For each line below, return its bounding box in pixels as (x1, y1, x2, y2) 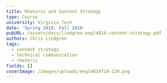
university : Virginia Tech (6, 19, 72, 25)
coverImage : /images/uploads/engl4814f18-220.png (6, 68, 131, 74)
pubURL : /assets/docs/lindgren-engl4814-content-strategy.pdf (6, 30, 162, 36)
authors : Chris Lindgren (6, 36, 67, 41)
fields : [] (6, 63, 33, 69)
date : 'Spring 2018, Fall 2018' (6, 25, 85, 31)
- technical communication (11, 52, 78, 58)
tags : (6, 41, 19, 47)
